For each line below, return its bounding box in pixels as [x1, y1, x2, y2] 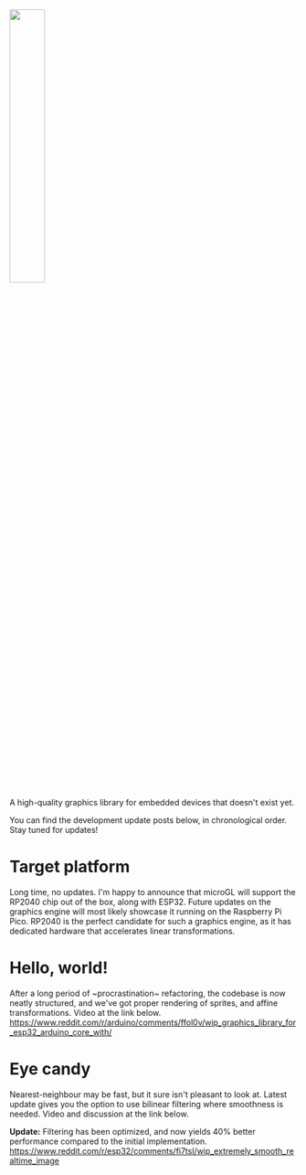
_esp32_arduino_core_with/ [9, 1026, 112, 1037]
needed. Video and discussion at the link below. [9, 1108, 189, 1119]
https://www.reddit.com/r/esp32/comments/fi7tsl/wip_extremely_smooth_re [9, 1145, 294, 1156]
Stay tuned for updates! [9, 825, 99, 835]
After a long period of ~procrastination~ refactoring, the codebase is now [9, 988, 286, 999]
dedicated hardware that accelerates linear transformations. [9, 925, 236, 936]
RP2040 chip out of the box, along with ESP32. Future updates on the [9, 896, 271, 907]
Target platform [9, 857, 131, 877]
